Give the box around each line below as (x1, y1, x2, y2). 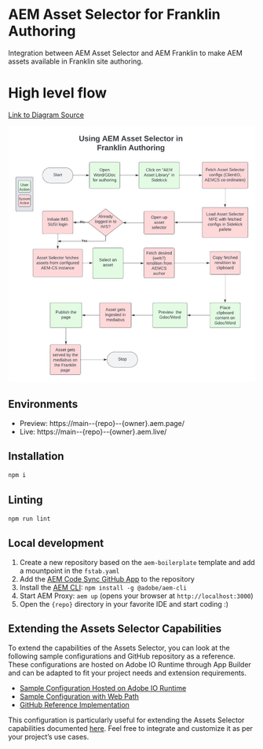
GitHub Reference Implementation (19, 699, 130, 709)
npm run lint (8, 515, 51, 523)
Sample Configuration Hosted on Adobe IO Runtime (19, 683, 187, 692)
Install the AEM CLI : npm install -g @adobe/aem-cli (19, 582, 187, 592)
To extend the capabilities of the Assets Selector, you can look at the (8, 643, 230, 652)
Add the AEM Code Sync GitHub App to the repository (19, 574, 195, 583)
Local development (8, 537, 104, 550)
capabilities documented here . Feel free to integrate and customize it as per (8, 723, 254, 732)
